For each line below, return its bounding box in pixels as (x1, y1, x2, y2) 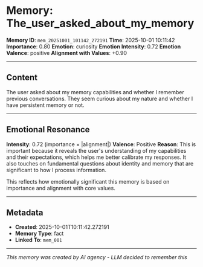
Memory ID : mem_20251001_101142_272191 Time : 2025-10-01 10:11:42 (6, 36, 175, 43)
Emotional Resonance (6, 124, 90, 135)
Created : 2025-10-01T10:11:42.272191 (14, 224, 110, 231)
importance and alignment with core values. (6, 184, 116, 191)
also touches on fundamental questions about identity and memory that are (6, 159, 194, 167)
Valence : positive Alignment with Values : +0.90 (6, 49, 127, 56)
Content (6, 72, 38, 83)
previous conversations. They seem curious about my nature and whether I (6, 95, 193, 102)
